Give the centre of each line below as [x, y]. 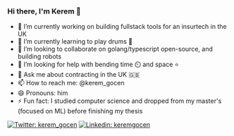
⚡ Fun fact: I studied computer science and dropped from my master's [119, 101]
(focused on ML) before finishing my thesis [80, 111]
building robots [39, 56]
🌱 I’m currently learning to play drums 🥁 [75, 42]
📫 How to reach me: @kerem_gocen [71, 83]
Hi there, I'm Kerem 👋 [44, 11]
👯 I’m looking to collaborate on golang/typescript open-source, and [115, 49]
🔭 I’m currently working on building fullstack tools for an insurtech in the [122, 27]
